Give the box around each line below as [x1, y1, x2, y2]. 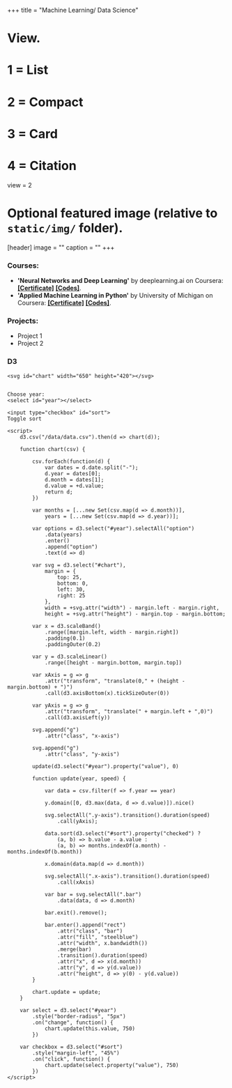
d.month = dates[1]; [44, 476, 105, 483]
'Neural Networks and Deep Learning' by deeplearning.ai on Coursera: [17, 276, 224, 284]
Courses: [7, 261, 40, 270]
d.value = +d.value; [44, 482, 105, 489]
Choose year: [7, 390, 45, 398]
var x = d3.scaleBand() [32, 622, 101, 629]
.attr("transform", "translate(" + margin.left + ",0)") [44, 707, 214, 715]
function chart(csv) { [20, 445, 86, 452]
